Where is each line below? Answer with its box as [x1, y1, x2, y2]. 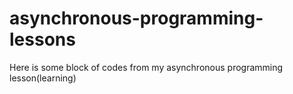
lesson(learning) [9, 72, 77, 84]
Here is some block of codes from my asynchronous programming [9, 61, 284, 73]
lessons [9, 28, 76, 51]
